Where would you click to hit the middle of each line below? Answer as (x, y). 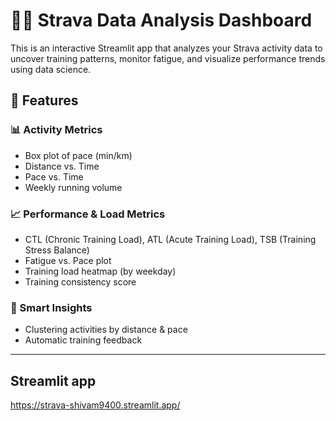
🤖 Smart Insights (51, 307)
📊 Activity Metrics (56, 130)
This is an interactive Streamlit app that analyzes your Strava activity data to (166, 48)
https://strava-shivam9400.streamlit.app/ (95, 405)
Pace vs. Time (54, 176)
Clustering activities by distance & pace (106, 330)
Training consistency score (80, 281)
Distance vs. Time (62, 166)
